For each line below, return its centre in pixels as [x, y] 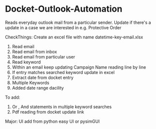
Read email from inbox [34, 52]
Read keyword [26, 62]
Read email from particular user [43, 56]
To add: [13, 97]
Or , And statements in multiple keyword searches [62, 107]
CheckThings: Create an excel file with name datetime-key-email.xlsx [74, 37]
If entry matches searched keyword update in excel [63, 72]
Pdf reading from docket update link [48, 112]
